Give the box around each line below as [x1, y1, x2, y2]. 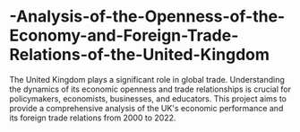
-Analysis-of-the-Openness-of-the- [9, 6, 286, 27]
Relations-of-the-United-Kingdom [9, 45, 270, 65]
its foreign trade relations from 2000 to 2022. [9, 112, 176, 123]
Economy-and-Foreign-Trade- [9, 25, 239, 46]
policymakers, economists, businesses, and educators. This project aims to [9, 92, 287, 104]
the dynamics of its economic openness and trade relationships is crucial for [9, 84, 291, 94]
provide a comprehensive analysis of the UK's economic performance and [9, 102, 284, 113]
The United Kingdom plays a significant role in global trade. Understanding [9, 74, 285, 84]
